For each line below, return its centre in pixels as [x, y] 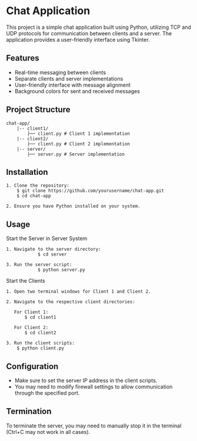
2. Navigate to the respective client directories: [71, 302]
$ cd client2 [41, 333]
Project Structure [38, 110]
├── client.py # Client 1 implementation [79, 134]
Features [23, 58]
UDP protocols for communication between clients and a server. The [89, 33]
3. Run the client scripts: [41, 343]
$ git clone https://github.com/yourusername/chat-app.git [91, 191]
